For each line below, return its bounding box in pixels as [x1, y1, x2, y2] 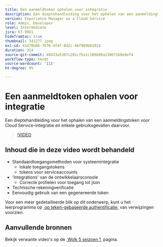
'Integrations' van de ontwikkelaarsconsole [12, 174, 98, 180]
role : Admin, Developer [5, 20, 53, 26]
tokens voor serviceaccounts [19, 169, 78, 175]
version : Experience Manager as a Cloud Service [5, 16, 105, 21]
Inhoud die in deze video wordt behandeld [5, 146, 135, 154]
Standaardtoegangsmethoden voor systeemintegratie [12, 159, 119, 165]
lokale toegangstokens [19, 164, 65, 170]
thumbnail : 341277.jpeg [5, 39, 53, 44]
